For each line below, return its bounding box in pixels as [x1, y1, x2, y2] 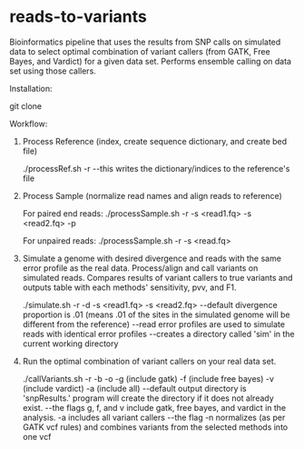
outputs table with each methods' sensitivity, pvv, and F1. [22, 282, 237, 293]
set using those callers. [9, 65, 97, 76]
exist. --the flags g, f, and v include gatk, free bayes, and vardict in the [22, 402, 287, 413]
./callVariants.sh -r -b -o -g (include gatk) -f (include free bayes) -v [22, 373, 275, 384]
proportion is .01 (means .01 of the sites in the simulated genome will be [22, 309, 290, 320]
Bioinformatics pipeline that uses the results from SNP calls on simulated [9, 36, 281, 47]
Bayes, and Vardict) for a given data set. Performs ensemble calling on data [9, 55, 292, 66]
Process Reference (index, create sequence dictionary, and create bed [22, 135, 288, 146]
